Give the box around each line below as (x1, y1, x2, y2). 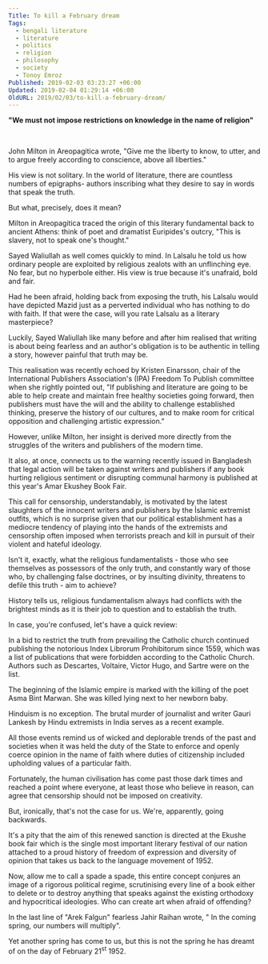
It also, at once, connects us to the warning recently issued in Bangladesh (8, 456, 252, 466)
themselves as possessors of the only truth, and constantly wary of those (8, 563, 250, 573)
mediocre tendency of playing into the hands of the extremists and (8, 522, 228, 532)
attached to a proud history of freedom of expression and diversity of (8, 847, 237, 857)
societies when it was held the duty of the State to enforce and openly (8, 742, 240, 751)
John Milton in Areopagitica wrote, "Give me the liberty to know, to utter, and (8, 146, 261, 156)
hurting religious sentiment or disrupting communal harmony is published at (8, 473, 258, 482)
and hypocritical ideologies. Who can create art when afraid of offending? (8, 897, 252, 906)
